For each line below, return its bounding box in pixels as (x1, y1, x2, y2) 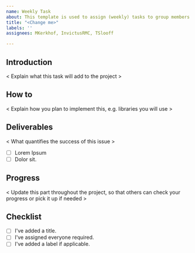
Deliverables (6, 122, 53, 132)
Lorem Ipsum (14, 149, 47, 156)
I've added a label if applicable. (14, 241, 90, 248)
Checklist (6, 211, 42, 221)
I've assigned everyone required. (14, 234, 94, 241)
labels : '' (6, 25, 33, 31)
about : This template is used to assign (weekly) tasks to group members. (6, 14, 193, 20)
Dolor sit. (14, 156, 37, 163)
